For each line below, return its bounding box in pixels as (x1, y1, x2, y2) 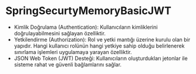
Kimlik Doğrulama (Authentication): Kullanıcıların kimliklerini (13, 23, 158, 31)
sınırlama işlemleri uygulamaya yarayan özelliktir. (13, 48, 133, 55)
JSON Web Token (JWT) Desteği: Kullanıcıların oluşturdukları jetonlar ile (13, 55, 188, 62)
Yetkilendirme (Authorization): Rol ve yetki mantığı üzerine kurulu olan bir (13, 36, 191, 43)
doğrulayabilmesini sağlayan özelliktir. (13, 29, 106, 36)
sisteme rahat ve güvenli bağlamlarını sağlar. (13, 60, 121, 68)
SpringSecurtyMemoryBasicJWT (5, 4, 171, 18)
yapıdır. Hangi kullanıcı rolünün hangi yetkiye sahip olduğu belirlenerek (13, 42, 185, 49)
